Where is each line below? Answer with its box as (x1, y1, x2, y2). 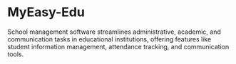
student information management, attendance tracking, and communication (7, 42, 230, 51)
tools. (7, 50, 24, 58)
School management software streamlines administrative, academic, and (7, 27, 221, 36)
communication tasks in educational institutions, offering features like (7, 34, 212, 43)
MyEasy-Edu (7, 4, 86, 20)
